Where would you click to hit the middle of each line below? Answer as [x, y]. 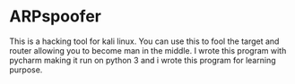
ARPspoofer [55, 17]
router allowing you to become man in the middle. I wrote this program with [148, 50]
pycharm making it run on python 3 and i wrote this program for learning [143, 60]
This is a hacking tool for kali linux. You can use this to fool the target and [144, 41]
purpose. [26, 70]
